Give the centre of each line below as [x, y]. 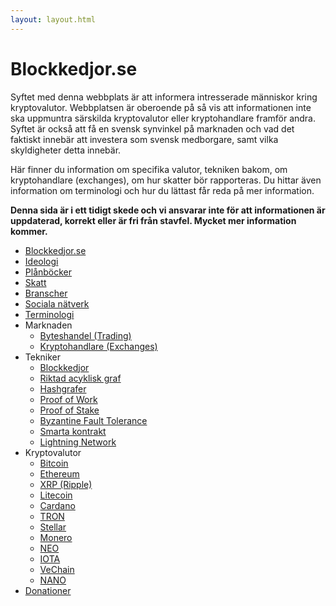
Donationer [48, 590]
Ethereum [59, 473]
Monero [56, 537]
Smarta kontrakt [73, 431]
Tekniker [43, 357]
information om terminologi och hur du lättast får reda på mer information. [162, 190]
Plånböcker [48, 272]
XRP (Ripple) [66, 484]
